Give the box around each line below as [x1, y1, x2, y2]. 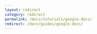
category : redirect [4, 12, 45, 17]
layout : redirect [4, 7, 41, 12]
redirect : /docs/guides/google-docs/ [4, 21, 83, 26]
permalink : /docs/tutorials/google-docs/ [4, 16, 92, 21]
